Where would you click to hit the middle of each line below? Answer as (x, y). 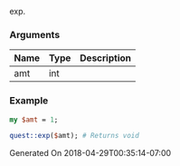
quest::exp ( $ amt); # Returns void (75, 136)
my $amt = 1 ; (34, 120)
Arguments (35, 34)
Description (105, 58)
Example (29, 101)
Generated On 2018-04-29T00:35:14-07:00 (90, 153)
